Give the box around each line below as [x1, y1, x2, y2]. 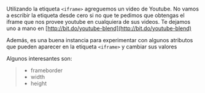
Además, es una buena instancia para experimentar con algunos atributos [6, 37, 193, 43]
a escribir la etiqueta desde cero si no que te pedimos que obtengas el [6, 12, 185, 19]
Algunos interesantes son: [6, 55, 72, 62]
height [30, 80, 47, 87]
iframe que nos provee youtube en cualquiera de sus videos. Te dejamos [6, 18, 191, 25]
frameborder [30, 67, 63, 74]
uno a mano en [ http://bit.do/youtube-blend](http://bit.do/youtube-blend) [6, 24, 192, 32]
